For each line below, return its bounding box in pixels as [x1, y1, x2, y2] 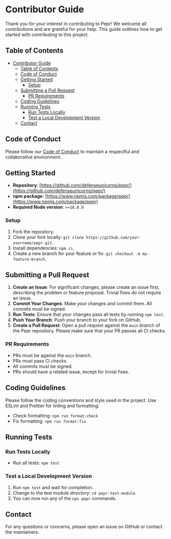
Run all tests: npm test [12, 460, 60, 466]
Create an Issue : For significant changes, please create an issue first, [12, 284, 160, 290]
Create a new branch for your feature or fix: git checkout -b [12, 250, 141, 256]
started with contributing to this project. [5, 31, 89, 37]
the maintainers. [5, 529, 39, 535]
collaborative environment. [5, 154, 62, 160]
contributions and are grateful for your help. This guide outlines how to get [5, 26, 163, 32]
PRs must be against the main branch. [12, 352, 92, 358]
